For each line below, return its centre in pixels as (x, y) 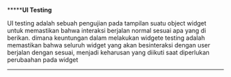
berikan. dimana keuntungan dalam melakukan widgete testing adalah (106, 38)
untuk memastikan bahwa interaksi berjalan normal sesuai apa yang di (107, 31)
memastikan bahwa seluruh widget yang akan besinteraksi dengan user (109, 45)
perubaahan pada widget (43, 60)
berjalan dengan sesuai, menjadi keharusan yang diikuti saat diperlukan (108, 52)
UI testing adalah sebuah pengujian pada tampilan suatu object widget (107, 23)
